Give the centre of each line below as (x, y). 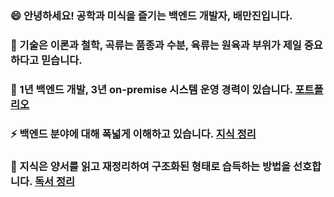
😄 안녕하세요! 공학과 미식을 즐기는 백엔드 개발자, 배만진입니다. (151, 15)
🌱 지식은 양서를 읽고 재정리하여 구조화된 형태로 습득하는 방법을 (151, 166)
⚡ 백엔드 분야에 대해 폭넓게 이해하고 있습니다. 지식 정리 (133, 134)
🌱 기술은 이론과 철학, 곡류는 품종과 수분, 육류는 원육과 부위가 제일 (156, 45)
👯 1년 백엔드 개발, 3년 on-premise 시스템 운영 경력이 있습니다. (151, 89)
